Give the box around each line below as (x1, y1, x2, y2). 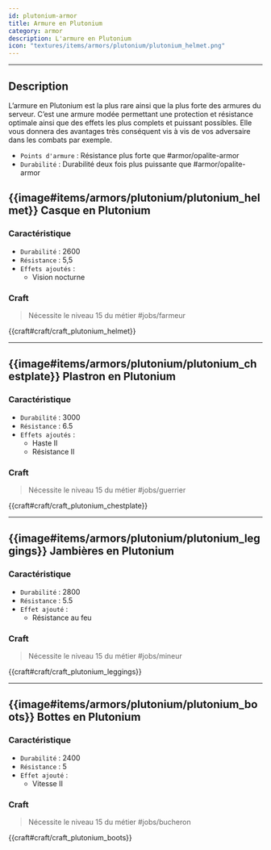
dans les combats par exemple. (8, 135, 113, 144)
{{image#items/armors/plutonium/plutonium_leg (8, 532, 261, 546)
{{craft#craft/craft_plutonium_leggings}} (8, 667, 143, 676)
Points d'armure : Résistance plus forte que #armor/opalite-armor (19, 150, 240, 160)
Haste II (31, 438, 58, 448)
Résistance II (31, 446, 75, 456)
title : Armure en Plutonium (8, 19, 103, 27)
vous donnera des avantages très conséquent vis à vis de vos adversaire (8, 126, 252, 136)
